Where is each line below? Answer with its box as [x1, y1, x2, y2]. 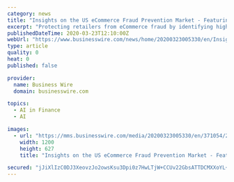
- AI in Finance [13, 107, 61, 114]
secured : [7, 165, 33, 172]
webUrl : [7, 36, 30, 43]
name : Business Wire [13, 81, 73, 88]
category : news [7, 10, 52, 17]
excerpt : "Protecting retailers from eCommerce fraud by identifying [7, 23, 214, 30]
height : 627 [19, 145, 54, 152]
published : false [7, 62, 58, 69]
